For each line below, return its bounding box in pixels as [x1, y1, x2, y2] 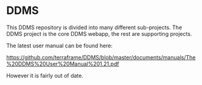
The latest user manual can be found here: [6, 42, 113, 49]
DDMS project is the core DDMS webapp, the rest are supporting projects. [6, 30, 192, 37]
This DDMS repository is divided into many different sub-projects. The [6, 24, 183, 31]
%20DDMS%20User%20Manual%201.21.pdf [6, 60, 120, 67]
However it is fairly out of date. [6, 72, 83, 79]
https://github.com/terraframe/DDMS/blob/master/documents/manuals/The [6, 53, 196, 61]
